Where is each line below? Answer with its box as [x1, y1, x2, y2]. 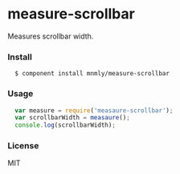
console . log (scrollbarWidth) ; [14, 121, 116, 129]
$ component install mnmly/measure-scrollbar [14, 70, 170, 78]
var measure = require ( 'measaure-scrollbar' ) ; [14, 106, 174, 115]
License [7, 140, 39, 152]
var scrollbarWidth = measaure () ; [14, 114, 130, 122]
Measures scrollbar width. [7, 31, 94, 41]
